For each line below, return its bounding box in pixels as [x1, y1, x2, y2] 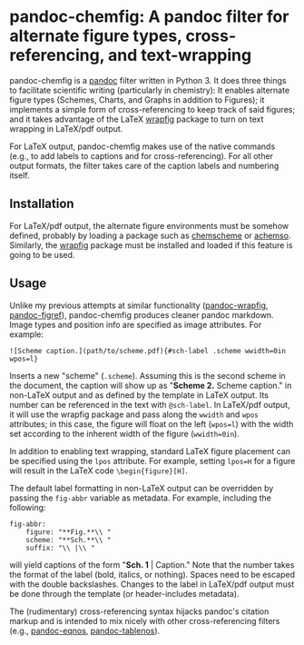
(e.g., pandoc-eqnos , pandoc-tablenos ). [9, 625, 161, 636]
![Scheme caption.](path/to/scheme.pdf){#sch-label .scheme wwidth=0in [9, 346, 286, 355]
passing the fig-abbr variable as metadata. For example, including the [9, 492, 272, 503]
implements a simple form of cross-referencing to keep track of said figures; [9, 104, 296, 114]
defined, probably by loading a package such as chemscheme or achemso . [9, 230, 291, 241]
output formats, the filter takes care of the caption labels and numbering [9, 160, 279, 171]
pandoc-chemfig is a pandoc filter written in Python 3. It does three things [9, 74, 287, 85]
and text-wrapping [107, 45, 252, 65]
